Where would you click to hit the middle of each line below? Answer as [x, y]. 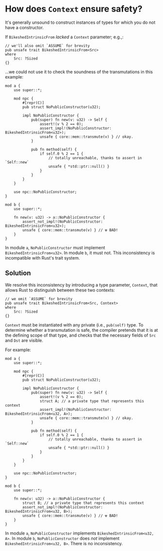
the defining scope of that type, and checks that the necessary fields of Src [81, 335]
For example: [18, 350]
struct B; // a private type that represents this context [83, 503]
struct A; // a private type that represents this [92, 401]
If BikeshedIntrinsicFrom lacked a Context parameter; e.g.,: [64, 37]
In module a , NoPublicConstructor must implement [55, 247]
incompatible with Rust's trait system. [42, 258]
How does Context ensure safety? [74, 9]
